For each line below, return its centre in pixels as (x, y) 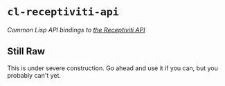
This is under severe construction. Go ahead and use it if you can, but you (112, 68)
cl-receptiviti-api (63, 12)
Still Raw (26, 51)
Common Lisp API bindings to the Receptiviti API (76, 30)
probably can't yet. (34, 75)
